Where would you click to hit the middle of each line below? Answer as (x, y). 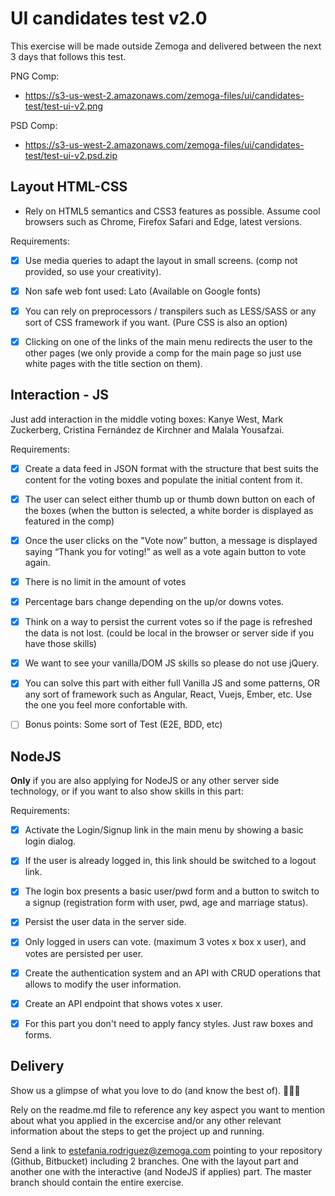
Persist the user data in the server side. (105, 922)
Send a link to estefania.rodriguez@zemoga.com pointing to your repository (166, 1150)
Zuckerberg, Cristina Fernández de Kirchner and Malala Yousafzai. (147, 429)
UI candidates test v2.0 (109, 18)
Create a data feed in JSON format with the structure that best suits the (171, 468)
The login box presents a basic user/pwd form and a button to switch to (172, 891)
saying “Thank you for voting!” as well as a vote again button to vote (165, 551)
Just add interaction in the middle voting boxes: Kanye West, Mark (147, 419)
